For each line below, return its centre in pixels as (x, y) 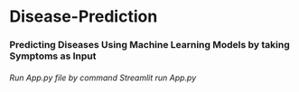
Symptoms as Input (53, 56)
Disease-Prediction (84, 17)
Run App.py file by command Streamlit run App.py (103, 78)
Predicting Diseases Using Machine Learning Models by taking (150, 45)
